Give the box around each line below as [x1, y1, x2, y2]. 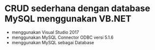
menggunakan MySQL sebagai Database [11, 39, 94, 45]
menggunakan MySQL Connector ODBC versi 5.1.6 [11, 34, 114, 40]
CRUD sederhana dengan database [4, 3, 150, 14]
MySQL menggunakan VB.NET [4, 13, 132, 24]
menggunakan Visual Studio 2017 [11, 29, 79, 35]
